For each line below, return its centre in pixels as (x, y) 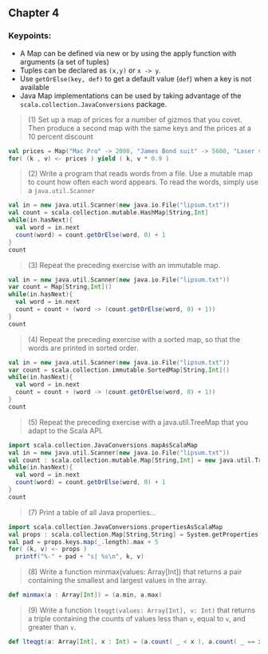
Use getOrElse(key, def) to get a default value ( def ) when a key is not (136, 78)
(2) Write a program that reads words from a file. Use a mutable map (140, 174)
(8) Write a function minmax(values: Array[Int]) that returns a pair (135, 572)
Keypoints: (30, 36)
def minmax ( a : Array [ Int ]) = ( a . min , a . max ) (85, 595)
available (34, 87)
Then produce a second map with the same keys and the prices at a (139, 128)
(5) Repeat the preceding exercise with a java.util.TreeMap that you (138, 422)
